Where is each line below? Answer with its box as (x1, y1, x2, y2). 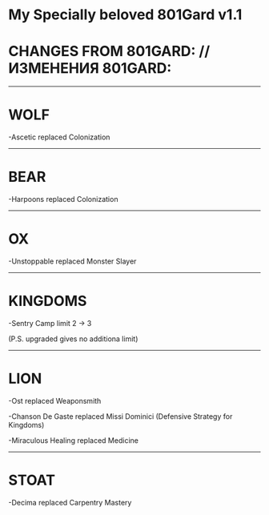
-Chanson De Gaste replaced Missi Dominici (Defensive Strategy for (8, 411, 233, 421)
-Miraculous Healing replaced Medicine (8, 435, 139, 445)
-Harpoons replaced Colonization (8, 195, 118, 203)
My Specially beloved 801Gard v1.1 (8, 6, 243, 24)
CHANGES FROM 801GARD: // (8, 42, 211, 61)
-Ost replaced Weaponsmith (8, 396, 102, 405)
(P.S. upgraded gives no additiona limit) (8, 334, 139, 344)
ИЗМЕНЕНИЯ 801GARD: (8, 59, 172, 78)
